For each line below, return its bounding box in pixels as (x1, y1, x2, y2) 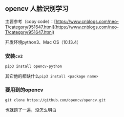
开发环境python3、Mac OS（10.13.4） (5, 39, 82, 45)
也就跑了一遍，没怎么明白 (5, 107, 57, 113)
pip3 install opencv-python (5, 64, 62, 69)
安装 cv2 (5, 53, 23, 59)
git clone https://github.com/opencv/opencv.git (5, 98, 106, 103)
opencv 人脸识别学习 (5, 4, 69, 13)
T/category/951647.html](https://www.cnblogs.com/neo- (5, 24, 119, 30)
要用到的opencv (5, 87, 43, 94)
